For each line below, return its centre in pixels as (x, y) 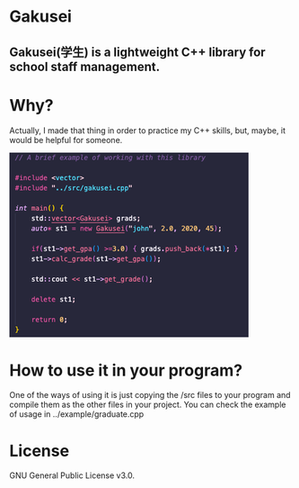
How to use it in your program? (126, 370)
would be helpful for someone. (66, 140)
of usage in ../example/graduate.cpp (77, 414)
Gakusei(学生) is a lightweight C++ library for (138, 52)
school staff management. (85, 66)
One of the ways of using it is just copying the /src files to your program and (150, 395)
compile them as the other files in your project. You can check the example (148, 405)
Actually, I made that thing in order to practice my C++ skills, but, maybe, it (147, 130)
